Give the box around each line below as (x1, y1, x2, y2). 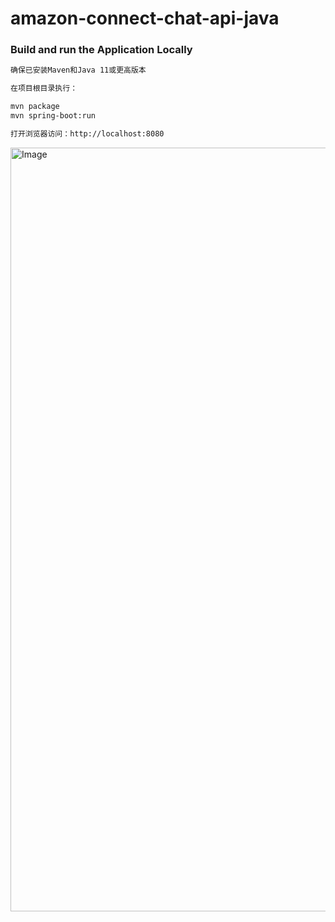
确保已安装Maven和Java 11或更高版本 (10, 65, 147, 76)
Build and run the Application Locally (10, 43, 193, 57)
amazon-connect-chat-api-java (10, 7, 280, 30)
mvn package (10, 102, 60, 112)
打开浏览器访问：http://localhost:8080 (10, 128, 165, 139)
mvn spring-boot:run (10, 111, 97, 121)
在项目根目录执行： (10, 83, 78, 94)
